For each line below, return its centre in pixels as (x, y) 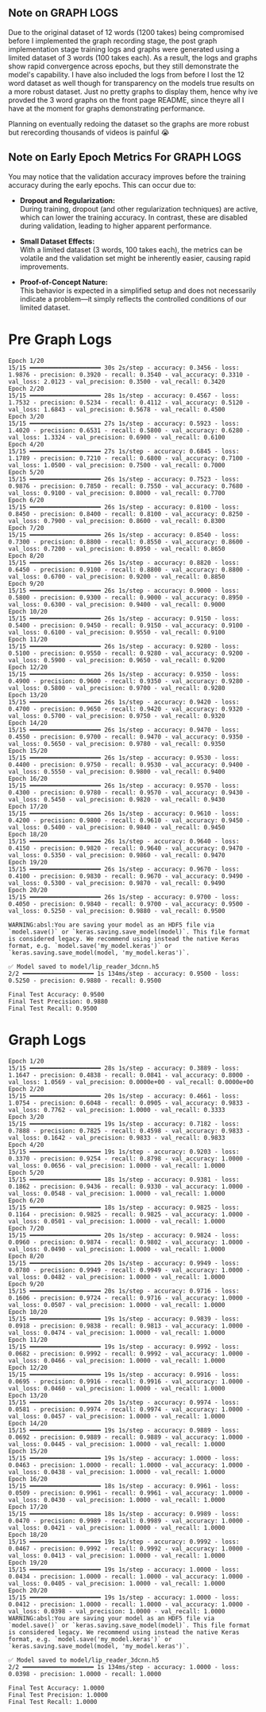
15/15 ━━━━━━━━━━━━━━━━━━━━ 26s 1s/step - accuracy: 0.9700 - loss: (124, 897)
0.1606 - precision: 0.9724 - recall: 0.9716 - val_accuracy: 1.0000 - (129, 1298)
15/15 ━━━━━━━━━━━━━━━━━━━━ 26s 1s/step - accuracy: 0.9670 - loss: (124, 869)
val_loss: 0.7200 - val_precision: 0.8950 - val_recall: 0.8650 (117, 548)
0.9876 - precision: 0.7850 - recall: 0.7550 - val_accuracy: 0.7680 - (129, 486)
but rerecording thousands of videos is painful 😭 (89, 132)
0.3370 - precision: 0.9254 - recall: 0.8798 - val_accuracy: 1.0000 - (129, 1158)
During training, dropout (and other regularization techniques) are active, (139, 209)
